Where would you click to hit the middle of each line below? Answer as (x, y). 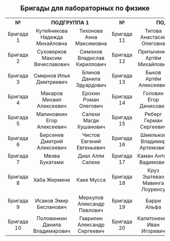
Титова (153, 31)
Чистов (91, 135)
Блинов (91, 72)
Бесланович (52, 207)
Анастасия (153, 37)
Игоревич (153, 231)
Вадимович (153, 162)
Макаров (52, 93)
